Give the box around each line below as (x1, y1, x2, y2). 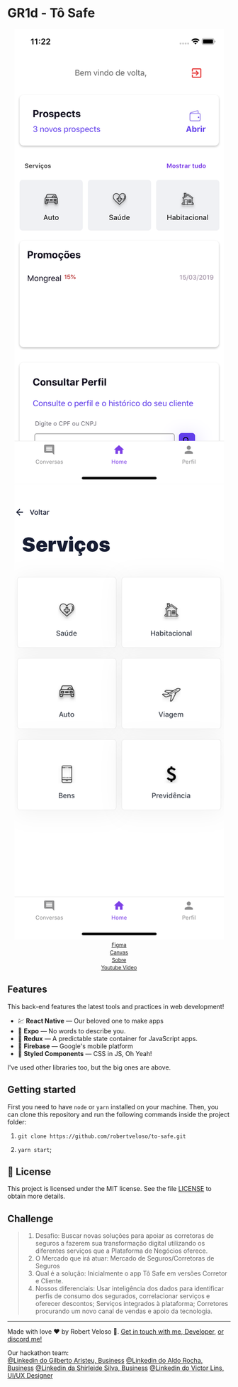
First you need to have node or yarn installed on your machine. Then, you (7, 1102, 219, 1111)
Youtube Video (101, 964, 137, 971)
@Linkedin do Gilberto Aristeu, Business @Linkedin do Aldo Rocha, (7, 1356, 203, 1365)
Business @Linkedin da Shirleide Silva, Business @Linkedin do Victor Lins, (7, 1364, 225, 1372)
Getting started (7, 1084, 76, 1096)
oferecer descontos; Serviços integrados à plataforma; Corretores (35, 1300, 229, 1308)
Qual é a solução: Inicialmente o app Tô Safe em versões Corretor (35, 1269, 228, 1278)
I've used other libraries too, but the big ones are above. (7, 1063, 171, 1072)
